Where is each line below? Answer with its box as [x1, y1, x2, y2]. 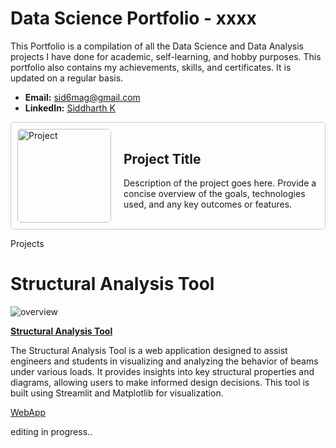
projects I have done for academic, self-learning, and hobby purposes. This [10, 50, 322, 62]
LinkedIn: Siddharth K [24, 102, 116, 114]
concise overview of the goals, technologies [123, 188, 306, 200]
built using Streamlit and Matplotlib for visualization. [10, 387, 224, 399]
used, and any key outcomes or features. [123, 198, 293, 211]
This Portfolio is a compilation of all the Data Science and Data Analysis [10, 40, 304, 52]
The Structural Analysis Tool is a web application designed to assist [10, 344, 288, 356]
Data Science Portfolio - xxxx [10, 7, 257, 30]
